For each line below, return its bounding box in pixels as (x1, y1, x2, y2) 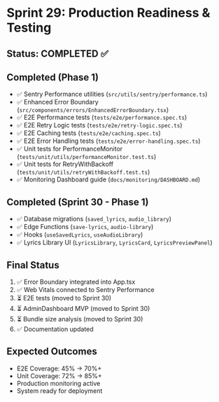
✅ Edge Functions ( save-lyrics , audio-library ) (16, 223, 154, 231)
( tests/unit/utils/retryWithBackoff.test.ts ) (16, 168, 150, 176)
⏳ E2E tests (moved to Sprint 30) (16, 294, 112, 303)
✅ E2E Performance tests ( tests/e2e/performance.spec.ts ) (16, 113, 188, 122)
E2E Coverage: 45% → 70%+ (16, 364, 102, 373)
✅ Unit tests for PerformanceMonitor (16, 145, 123, 153)
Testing (6, 20, 52, 36)
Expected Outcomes (6, 345, 97, 358)
